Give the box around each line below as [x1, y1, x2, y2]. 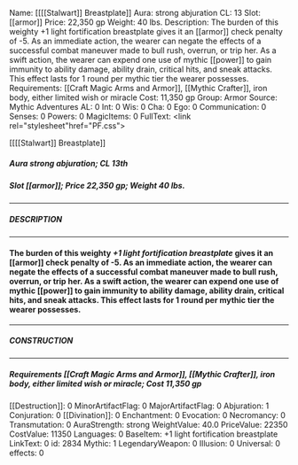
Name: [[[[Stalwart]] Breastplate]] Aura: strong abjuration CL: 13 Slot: [9, 8, 262, 18]
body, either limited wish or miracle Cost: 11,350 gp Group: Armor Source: [9, 92, 278, 103]
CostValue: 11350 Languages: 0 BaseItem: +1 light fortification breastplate [9, 429, 278, 439]
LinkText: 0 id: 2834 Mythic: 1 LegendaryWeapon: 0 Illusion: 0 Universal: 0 [9, 438, 281, 449]
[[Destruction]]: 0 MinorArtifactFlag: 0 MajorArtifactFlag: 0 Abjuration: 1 [9, 400, 270, 411]
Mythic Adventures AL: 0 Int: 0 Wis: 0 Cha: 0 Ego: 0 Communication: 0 [9, 102, 267, 112]
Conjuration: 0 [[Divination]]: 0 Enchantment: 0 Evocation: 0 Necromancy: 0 [9, 410, 286, 421]
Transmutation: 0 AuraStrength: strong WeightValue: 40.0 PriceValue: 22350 [9, 420, 288, 430]
